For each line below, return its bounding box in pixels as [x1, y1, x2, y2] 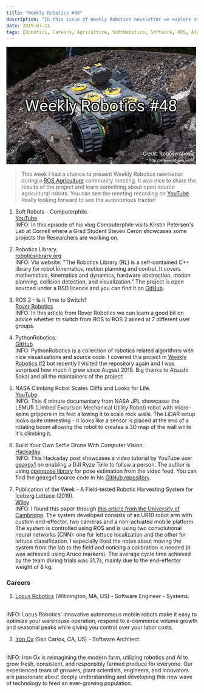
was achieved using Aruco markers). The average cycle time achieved [15, 551, 191, 558]
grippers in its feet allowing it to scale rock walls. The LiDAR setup [30, 411, 195, 418]
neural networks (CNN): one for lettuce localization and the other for [15, 531, 186, 538]
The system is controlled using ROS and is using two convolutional [15, 524, 182, 532]
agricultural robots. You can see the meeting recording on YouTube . [21, 190, 191, 197]
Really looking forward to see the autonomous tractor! [21, 197, 157, 204]
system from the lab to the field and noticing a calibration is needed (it [15, 544, 191, 551]
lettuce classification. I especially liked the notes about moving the [15, 537, 182, 545]
